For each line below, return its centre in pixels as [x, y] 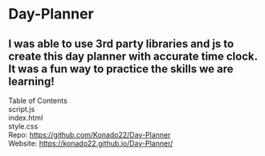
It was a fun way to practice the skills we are [121, 69]
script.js [22, 109]
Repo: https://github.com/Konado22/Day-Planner [90, 135]
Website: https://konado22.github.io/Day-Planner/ [91, 143]
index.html [26, 118]
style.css [23, 126]
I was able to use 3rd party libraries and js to [121, 44]
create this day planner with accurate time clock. [133, 56]
